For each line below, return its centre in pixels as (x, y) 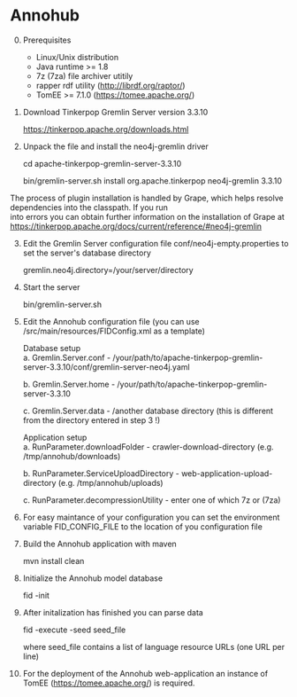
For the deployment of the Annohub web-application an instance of (145, 673)
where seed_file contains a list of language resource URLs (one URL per (154, 646)
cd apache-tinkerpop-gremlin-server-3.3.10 (102, 163)
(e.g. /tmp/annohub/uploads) (110, 482)
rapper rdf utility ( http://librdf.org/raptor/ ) (110, 85)
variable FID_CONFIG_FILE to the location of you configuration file (143, 526)
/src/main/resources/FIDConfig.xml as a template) (114, 331)
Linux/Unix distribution (77, 57)
